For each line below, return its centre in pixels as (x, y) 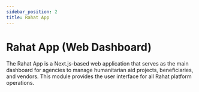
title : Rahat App (28, 17)
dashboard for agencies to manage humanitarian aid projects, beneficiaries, (100, 70)
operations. (20, 83)
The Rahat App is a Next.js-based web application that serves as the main (97, 64)
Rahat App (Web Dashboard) (79, 47)
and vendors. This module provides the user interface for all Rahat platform (99, 76)
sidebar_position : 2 (32, 12)
